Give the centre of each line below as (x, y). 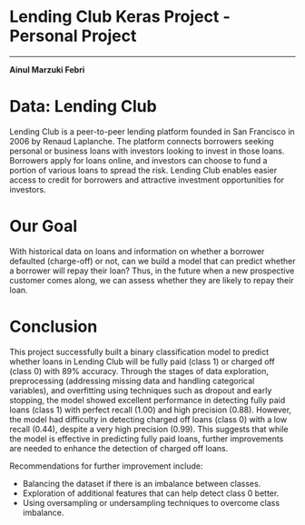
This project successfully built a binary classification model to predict (139, 352)
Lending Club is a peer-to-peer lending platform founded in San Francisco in (152, 131)
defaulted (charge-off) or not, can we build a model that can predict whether (152, 261)
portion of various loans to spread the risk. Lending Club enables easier (143, 170)
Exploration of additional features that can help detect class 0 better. (151, 493)
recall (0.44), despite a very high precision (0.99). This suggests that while (149, 429)
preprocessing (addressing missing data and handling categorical (132, 381)
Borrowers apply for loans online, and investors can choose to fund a (138, 160)
